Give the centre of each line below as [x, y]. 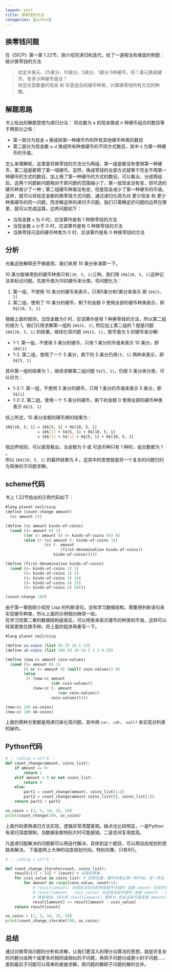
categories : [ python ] [28, 20]
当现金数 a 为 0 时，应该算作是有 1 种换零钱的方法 [65, 219]
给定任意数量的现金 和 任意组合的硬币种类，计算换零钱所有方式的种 [89, 85]
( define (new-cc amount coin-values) [46, 659]
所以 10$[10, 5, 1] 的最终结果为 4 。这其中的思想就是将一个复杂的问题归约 [85, 460]
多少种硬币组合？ [49, 79]
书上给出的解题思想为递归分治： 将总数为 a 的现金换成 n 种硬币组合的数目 [83, 123]
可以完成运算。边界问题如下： [50, 209]
